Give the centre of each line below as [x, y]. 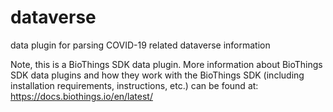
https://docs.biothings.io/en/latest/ [81, 96]
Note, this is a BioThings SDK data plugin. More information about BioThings [166, 64]
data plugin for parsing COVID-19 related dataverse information [140, 45]
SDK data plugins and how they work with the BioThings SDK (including [157, 75]
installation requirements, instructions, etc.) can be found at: [134, 85]
